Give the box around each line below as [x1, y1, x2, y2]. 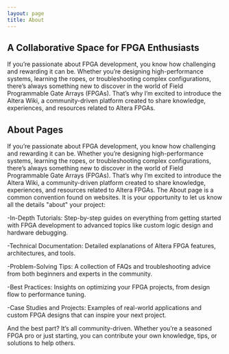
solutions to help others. [7, 339, 75, 347]
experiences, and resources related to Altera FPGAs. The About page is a [7, 186, 214, 195]
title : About [7, 16, 45, 23]
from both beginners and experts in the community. [7, 269, 153, 278]
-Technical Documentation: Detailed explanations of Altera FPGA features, [7, 242, 216, 250]
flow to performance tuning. [7, 290, 86, 299]
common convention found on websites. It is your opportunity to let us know [7, 193, 223, 201]
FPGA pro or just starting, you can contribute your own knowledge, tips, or [7, 331, 217, 340]
